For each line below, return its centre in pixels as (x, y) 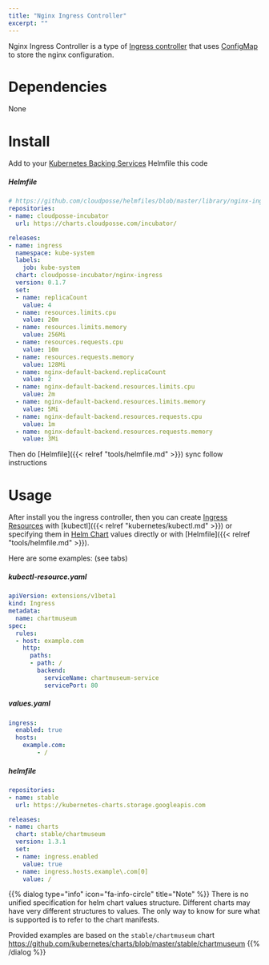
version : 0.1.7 (41, 283)
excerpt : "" (28, 23)
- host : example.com (50, 641)
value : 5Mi (41, 409)
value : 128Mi (44, 364)
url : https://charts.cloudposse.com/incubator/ (96, 223)
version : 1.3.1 (41, 842)
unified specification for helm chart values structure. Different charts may (129, 903)
